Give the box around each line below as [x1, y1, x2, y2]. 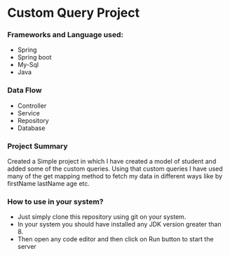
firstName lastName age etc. [7, 180, 90, 188]
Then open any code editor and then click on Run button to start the [17, 235, 214, 243]
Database [17, 124, 46, 132]
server [17, 243, 36, 251]
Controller [17, 101, 47, 110]
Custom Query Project [7, 5, 140, 21]
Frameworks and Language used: [7, 30, 124, 40]
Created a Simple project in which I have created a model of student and [7, 157, 217, 166]
